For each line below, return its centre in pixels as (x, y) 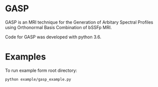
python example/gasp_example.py (38, 79)
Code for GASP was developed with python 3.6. (53, 37)
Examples (26, 57)
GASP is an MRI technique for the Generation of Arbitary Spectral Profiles (79, 22)
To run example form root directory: (41, 70)
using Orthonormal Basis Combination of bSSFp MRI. (58, 27)
